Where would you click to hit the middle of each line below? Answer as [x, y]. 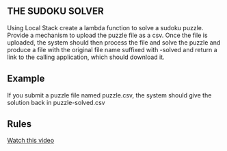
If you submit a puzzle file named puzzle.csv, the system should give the [109, 95]
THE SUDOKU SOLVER [55, 11]
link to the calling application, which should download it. [86, 57]
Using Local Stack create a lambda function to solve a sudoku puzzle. [105, 27]
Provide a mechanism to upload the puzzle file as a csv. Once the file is [107, 35]
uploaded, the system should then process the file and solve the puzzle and [114, 42]
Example [26, 79]
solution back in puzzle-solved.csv [56, 102]
